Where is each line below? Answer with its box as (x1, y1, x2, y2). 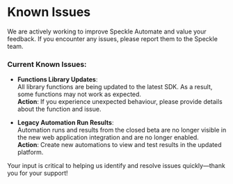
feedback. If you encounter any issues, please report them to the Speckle (7, 34, 218, 43)
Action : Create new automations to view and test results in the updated (17, 141, 222, 149)
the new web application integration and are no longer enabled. (17, 133, 200, 141)
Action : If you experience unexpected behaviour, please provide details (17, 98, 223, 106)
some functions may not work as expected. (17, 90, 141, 98)
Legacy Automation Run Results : (17, 118, 114, 127)
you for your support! (7, 169, 68, 178)
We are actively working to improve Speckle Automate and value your (7, 27, 207, 36)
